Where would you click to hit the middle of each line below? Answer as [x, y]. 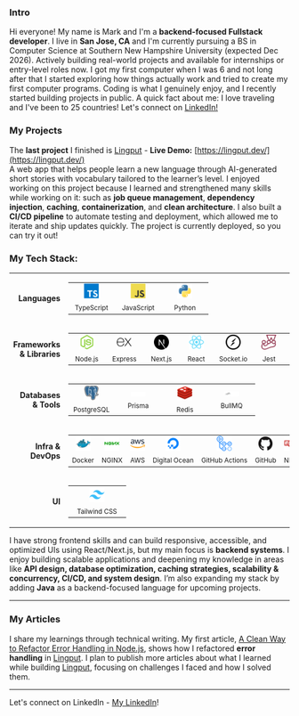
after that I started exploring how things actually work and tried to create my [149, 79]
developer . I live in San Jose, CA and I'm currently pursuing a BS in [133, 41]
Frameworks [36, 344]
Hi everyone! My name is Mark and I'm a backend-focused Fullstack [136, 32]
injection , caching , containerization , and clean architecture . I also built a [145, 207]
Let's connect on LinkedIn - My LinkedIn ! [84, 702]
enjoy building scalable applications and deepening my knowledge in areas [147, 559]
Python [185, 308]
